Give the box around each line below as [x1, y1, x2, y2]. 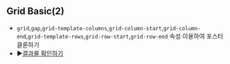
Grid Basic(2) [6, 6, 65, 17]
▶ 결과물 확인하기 [16, 49, 64, 57]
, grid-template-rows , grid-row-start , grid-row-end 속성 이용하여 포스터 [26, 32, 224, 40]
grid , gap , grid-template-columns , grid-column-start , [16, 23, 164, 32]
